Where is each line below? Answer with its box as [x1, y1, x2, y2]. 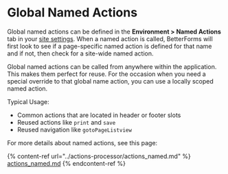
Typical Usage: [7, 97, 49, 105]
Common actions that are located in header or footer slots [16, 111, 181, 119]
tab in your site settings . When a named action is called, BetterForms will [7, 34, 213, 42]
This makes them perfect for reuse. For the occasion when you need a [7, 70, 206, 78]
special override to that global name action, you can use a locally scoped [7, 77, 214, 85]
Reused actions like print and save [16, 118, 116, 126]
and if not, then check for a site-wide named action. [7, 49, 154, 58]
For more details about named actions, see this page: [7, 138, 158, 147]
